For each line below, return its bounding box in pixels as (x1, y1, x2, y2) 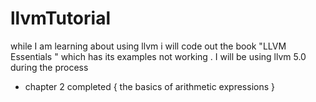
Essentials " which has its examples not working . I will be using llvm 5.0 (10, 50, 307, 62)
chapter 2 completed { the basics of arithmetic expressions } (24, 80, 275, 92)
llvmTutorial (10, 7, 111, 30)
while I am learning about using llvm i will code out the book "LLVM (10, 40, 287, 52)
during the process (10, 61, 89, 73)
